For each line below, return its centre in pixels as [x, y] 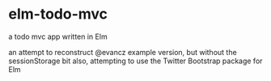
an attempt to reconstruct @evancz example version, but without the [123, 52]
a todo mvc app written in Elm [58, 36]
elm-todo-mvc [58, 14]
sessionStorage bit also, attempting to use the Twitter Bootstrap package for [135, 61]
